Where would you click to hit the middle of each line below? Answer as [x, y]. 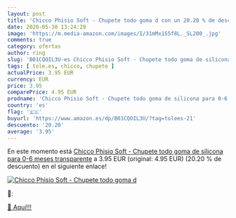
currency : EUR [28, 79]
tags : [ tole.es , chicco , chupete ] [61, 66]
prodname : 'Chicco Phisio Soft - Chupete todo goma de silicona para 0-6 [118, 99]
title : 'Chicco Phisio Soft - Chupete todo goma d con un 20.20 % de [111, 20]
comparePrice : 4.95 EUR [42, 92]
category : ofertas [34, 46]
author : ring [26, 53]
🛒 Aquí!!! [20, 207]
